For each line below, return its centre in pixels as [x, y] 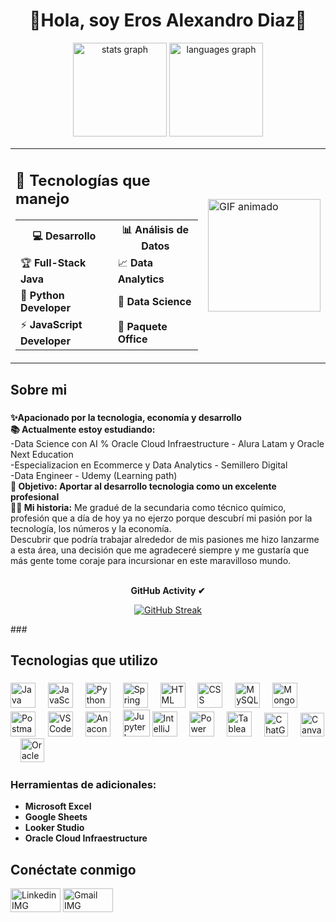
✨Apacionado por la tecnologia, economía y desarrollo [126, 417]
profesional [35, 496]
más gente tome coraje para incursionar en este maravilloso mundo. [151, 560]
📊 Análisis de [155, 230]
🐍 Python [42, 296]
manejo [42, 198]
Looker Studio [54, 828]
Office [132, 339]
